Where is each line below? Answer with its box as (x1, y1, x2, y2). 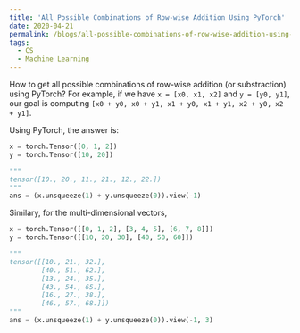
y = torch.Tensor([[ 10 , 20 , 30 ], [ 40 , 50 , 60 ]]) (9, 233, 194, 242)
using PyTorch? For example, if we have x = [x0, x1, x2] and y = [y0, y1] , (9, 88, 290, 99)
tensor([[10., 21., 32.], (9, 257, 105, 266)
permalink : (9, 29, 50, 38)
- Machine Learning (17, 54, 90, 63)
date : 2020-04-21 (9, 21, 74, 30)
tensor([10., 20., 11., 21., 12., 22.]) (9, 175, 162, 184)
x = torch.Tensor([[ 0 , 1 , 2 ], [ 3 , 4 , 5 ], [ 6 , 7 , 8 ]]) (9, 225, 214, 234)
